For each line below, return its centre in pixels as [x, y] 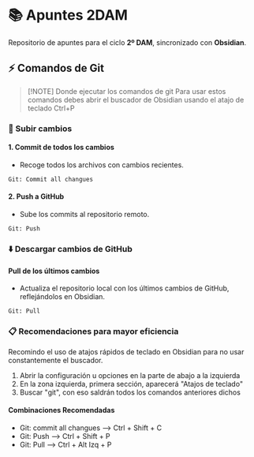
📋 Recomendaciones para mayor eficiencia [93, 332]
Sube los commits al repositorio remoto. [84, 215]
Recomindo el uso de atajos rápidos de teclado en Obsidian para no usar [126, 351]
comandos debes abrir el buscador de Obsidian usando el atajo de [136, 99]
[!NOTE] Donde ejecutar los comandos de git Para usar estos [127, 91]
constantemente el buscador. [56, 360]
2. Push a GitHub [36, 197]
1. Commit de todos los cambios [61, 148]
